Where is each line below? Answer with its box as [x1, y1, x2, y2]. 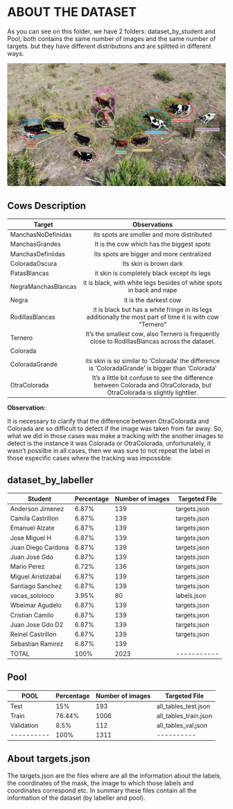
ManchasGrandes [10, 240, 61, 249]
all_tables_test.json [156, 702, 210, 710]
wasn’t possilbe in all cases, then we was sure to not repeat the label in [7, 447, 210, 455]
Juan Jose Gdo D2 [10, 620, 64, 628]
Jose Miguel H [10, 533, 52, 542]
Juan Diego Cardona [10, 543, 69, 551]
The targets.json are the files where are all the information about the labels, [7, 772, 222, 780]
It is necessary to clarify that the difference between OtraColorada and [7, 417, 209, 426]
